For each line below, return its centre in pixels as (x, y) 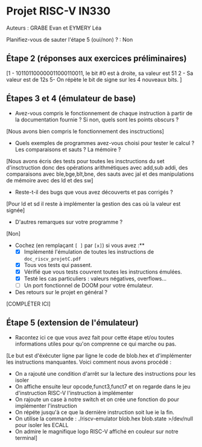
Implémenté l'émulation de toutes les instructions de (89, 251)
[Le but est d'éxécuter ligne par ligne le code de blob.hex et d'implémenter (99, 355)
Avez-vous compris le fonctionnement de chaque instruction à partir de (104, 113)
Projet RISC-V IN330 (58, 11)
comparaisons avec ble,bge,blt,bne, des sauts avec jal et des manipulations (100, 174)
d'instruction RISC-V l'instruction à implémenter (74, 393)
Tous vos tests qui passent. (58, 265)
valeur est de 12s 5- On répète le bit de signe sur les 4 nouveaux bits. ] (94, 79)
